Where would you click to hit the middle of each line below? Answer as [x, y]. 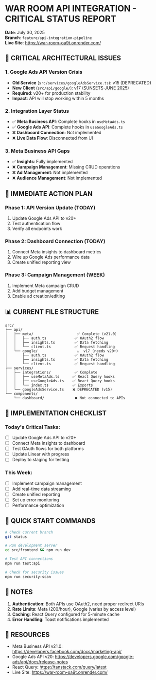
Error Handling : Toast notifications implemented [61, 619]
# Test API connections [29, 559]
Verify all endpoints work [37, 228]
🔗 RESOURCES [27, 634]
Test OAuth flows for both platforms [48, 449]
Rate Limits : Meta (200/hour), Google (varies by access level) [74, 609]
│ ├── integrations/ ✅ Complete [51, 372]
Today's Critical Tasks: [33, 427]
